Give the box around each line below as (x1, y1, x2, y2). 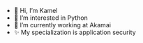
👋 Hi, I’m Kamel (13, 7, 58, 14)
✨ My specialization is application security (13, 28, 136, 36)
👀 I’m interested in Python (13, 14, 89, 22)
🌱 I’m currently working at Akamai (13, 21, 112, 29)
